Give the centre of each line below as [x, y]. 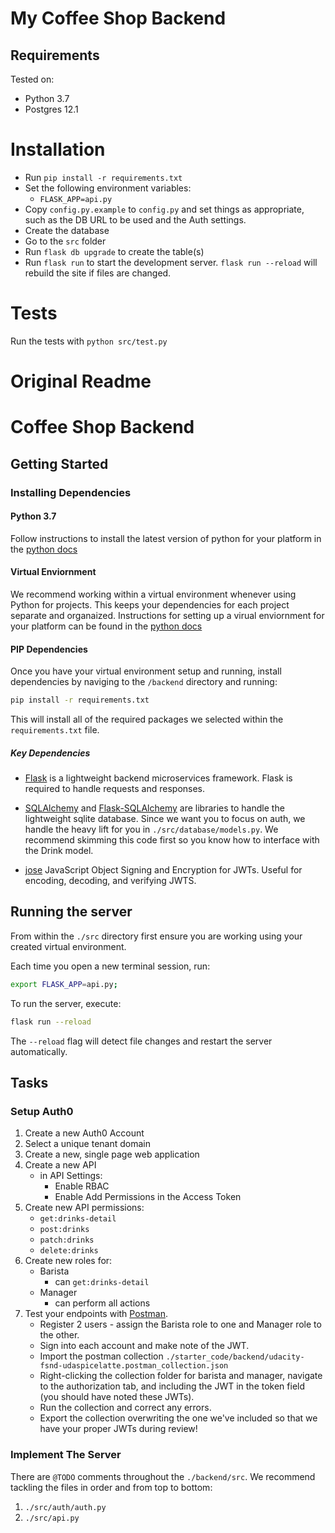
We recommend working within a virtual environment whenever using [153, 594]
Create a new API [60, 1165]
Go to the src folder [65, 241]
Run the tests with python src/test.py [89, 341]
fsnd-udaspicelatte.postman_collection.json [134, 1366]
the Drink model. [59, 851]
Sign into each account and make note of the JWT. [144, 1346]
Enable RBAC [82, 1186]
